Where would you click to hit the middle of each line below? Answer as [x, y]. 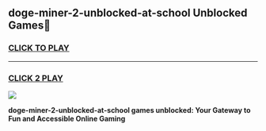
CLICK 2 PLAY [36, 78]
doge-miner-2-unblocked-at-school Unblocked [128, 13]
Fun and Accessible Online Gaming [67, 118]
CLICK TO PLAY [39, 48]
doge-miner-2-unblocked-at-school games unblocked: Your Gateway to [129, 110]
